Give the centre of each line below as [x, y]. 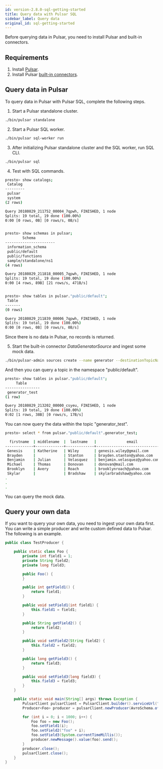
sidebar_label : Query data [32, 19]
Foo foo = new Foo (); [53, 721]
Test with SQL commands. [38, 171]
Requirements [27, 57]
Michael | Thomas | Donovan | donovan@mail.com [70, 464]
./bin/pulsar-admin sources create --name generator [59, 361]
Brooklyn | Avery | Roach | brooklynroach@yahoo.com [78, 469]
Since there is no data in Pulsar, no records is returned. [60, 337]
